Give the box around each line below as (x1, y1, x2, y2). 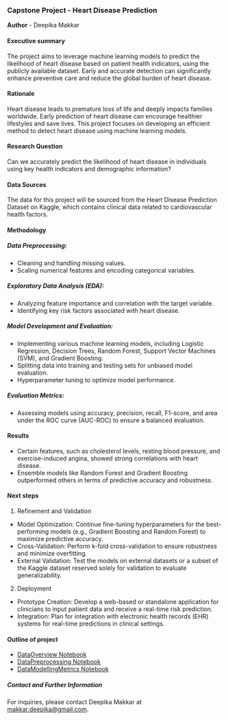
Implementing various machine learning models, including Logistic (16, 339, 204, 347)
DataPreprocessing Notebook (16, 658, 101, 666)
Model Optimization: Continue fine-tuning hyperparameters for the (16, 520, 205, 528)
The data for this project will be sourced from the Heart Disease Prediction (7, 196, 217, 204)
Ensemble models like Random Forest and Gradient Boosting (16, 469, 188, 477)
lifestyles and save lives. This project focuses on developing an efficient (7, 119, 210, 127)
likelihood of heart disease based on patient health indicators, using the (7, 59, 210, 67)
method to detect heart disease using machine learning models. (7, 126, 187, 135)
